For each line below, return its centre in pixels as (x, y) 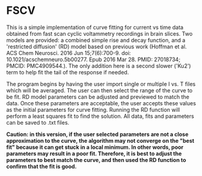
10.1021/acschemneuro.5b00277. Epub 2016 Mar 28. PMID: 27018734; (93, 59)
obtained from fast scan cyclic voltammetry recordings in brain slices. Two (99, 33)
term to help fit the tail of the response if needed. (68, 72)
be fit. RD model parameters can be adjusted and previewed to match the (98, 97)
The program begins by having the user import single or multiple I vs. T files (101, 84)
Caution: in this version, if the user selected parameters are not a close (98, 134)
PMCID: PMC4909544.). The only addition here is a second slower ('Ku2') (99, 66)
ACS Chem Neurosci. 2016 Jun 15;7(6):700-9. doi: (69, 53)
